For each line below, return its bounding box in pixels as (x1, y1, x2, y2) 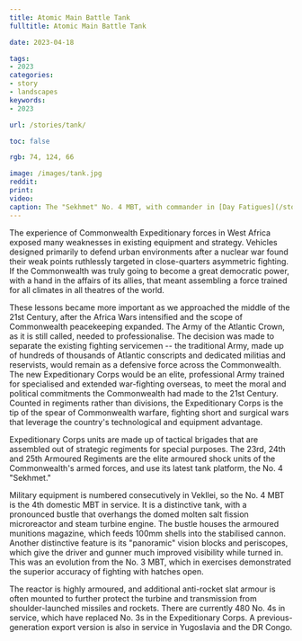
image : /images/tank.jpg (9, 169, 102, 178)
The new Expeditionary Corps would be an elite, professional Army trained (9, 369, 285, 379)
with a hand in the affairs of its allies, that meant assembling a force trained (9, 275, 288, 286)
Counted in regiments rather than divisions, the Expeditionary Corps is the (9, 397, 284, 408)
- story (9, 79, 39, 88)
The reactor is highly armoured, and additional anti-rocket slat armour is (9, 583, 276, 594)
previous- (256, 612, 293, 623)
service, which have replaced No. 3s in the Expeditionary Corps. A (9, 612, 255, 623)
